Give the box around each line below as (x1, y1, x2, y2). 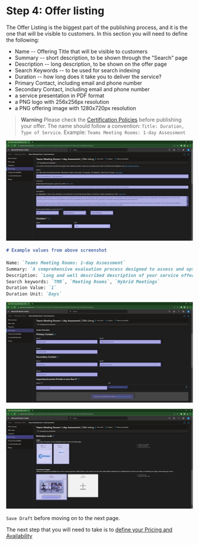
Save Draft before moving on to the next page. (6, 515, 120, 522)
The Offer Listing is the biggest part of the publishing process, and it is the (6, 24, 188, 31)
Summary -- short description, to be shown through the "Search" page (14, 54, 188, 61)
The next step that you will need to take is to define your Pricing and (6, 526, 173, 533)
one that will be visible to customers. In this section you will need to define (6, 30, 188, 37)
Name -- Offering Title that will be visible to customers (14, 47, 148, 55)
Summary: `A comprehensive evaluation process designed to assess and (6, 266, 184, 272)
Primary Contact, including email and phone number (14, 79, 143, 87)
